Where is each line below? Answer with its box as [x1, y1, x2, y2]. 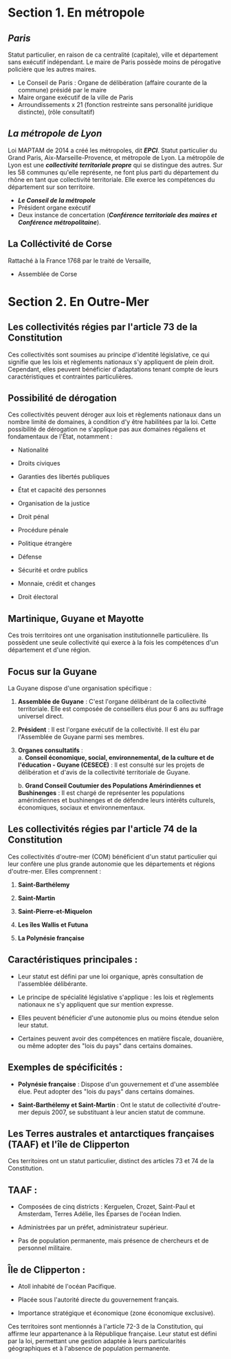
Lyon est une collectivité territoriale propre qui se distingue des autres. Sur [8, 161, 223, 169]
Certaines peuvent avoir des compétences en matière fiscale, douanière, [17, 1034, 224, 1043]
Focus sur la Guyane [8, 665, 98, 677]
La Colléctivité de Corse [8, 238, 113, 250]
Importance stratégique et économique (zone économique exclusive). [17, 1309, 215, 1317]
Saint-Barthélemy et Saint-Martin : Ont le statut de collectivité [17, 1100, 197, 1109]
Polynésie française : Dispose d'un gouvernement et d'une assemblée [17, 1080, 219, 1088]
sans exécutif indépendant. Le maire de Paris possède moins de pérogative [8, 58, 221, 66]
